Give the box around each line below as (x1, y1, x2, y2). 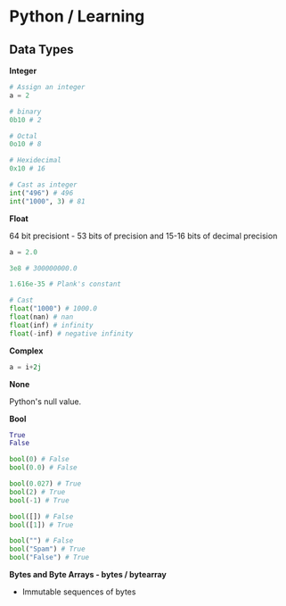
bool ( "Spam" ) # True (9, 544, 86, 554)
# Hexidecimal (9, 156, 62, 165)
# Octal (9, 131, 38, 140)
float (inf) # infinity (9, 320, 94, 329)
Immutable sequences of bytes (21, 586, 136, 597)
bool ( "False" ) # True (9, 553, 90, 562)
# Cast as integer (9, 180, 78, 189)
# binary (9, 107, 42, 116)
